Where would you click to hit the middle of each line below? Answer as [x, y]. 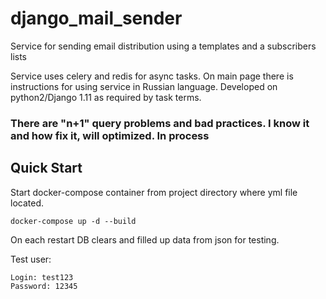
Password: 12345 [44, 286]
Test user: [31, 259]
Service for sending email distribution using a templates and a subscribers [163, 46]
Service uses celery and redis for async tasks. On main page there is [152, 76]
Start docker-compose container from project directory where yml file [154, 192]
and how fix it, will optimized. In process [110, 135]
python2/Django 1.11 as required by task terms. [106, 97]
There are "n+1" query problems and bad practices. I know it [160, 123]
